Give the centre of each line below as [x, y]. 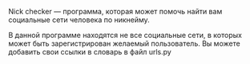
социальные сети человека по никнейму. [79, 20]
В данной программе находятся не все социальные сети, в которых [125, 35]
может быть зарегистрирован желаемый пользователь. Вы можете [124, 43]
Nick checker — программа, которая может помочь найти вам [115, 11]
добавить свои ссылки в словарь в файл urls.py [90, 52]
